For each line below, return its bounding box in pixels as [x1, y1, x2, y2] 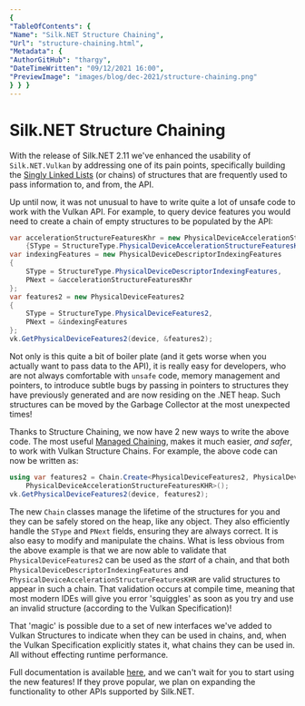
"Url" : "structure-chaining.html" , [9, 38, 144, 48]
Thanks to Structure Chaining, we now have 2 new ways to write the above [9, 426, 290, 436]
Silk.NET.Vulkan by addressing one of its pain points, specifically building [9, 160, 286, 171]
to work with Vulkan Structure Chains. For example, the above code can [9, 446, 279, 456]
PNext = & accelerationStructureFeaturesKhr [25, 275, 193, 284]
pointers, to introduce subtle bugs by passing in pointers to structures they [9, 379, 289, 390]
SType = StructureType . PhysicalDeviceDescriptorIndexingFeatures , [25, 267, 282, 277]
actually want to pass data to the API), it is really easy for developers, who [9, 360, 287, 371]
